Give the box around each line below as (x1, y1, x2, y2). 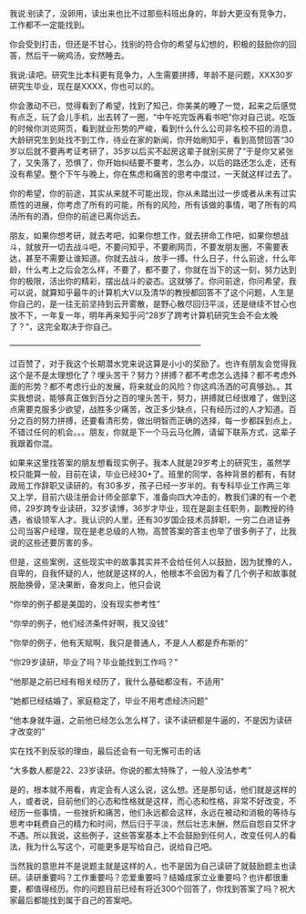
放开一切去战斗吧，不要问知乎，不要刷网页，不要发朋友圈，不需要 (33, 241, 280, 252)
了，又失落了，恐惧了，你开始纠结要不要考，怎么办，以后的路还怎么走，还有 (9, 158, 297, 168)
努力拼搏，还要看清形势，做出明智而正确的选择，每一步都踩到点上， (40, 416, 297, 426)
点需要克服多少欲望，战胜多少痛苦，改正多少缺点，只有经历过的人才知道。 (9, 404, 289, 415)
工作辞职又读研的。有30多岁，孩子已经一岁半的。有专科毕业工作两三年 (25, 480, 291, 490)
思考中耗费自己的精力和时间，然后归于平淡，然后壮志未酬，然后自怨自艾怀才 (9, 818, 297, 829)
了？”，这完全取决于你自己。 (9, 322, 117, 332)
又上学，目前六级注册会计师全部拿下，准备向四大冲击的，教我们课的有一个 (9, 491, 289, 502)
